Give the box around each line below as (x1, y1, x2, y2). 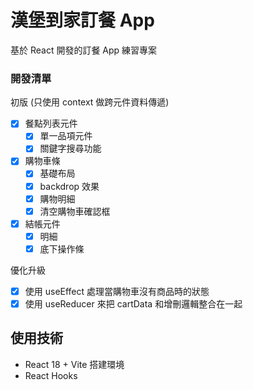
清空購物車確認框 (39, 205, 111, 217)
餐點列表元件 (24, 117, 78, 130)
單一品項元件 (39, 130, 93, 142)
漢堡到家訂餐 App (10, 9, 155, 32)
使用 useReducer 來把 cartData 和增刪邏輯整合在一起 (24, 297, 243, 310)
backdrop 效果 (39, 180, 100, 192)
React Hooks (24, 369, 78, 381)
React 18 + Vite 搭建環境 (24, 358, 125, 370)
